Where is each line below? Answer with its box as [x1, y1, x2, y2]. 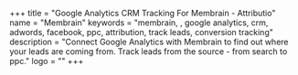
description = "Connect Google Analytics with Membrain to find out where [9, 36, 289, 47]
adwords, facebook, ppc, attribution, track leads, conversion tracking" [9, 27, 274, 37]
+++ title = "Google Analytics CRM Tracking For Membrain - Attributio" [9, 8, 276, 18]
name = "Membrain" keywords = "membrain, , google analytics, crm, [9, 17, 269, 28]
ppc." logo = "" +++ [9, 56, 84, 66]
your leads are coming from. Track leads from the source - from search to [9, 46, 288, 57]
